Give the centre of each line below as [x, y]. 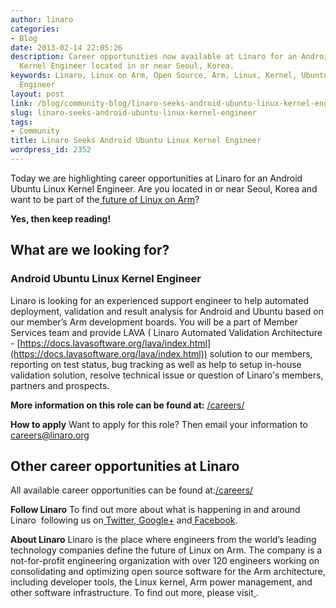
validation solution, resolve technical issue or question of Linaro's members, [167, 375]
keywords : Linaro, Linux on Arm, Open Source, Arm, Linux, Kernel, [154, 76]
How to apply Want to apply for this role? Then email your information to [159, 424]
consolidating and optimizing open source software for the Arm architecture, [168, 572]
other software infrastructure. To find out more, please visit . [134, 593]
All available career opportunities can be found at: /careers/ [132, 490]
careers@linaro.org [50, 435]
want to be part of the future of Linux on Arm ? [105, 199]
